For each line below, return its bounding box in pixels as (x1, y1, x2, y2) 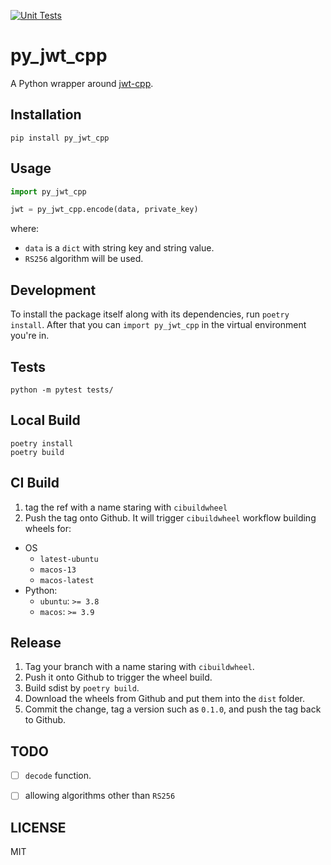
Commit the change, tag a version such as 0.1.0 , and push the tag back (24, 703, 322, 715)
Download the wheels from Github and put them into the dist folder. (24, 693, 306, 705)
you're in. (10, 330, 50, 342)
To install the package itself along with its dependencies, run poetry (10, 308, 290, 320)
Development (10, 281, 97, 299)
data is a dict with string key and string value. (24, 242, 215, 254)
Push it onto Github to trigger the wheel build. (24, 671, 213, 684)
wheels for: (24, 522, 72, 534)
